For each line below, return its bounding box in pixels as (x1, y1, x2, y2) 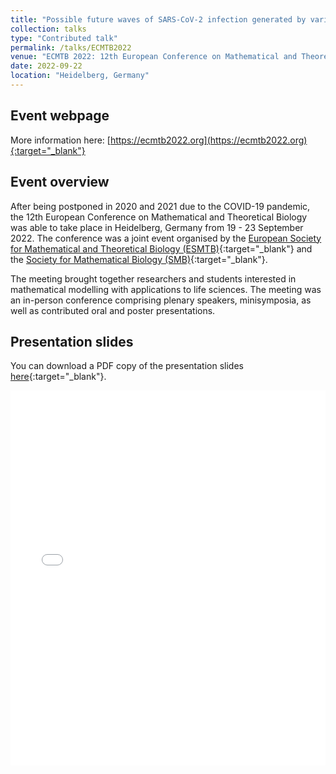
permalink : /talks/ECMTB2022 (10, 42, 132, 53)
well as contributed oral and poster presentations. (10, 304, 216, 316)
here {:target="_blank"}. (10, 371, 107, 383)
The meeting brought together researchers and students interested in (10, 272, 297, 285)
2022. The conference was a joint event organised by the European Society (10, 232, 322, 244)
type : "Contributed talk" (10, 33, 118, 43)
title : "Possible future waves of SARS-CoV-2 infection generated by (10, 14, 307, 25)
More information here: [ (10, 134, 111, 146)
